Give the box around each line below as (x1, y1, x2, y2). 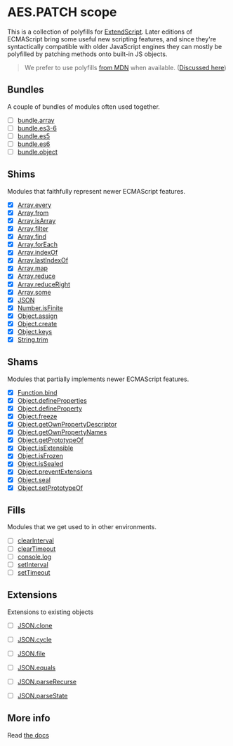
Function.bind (17, 388, 58, 397)
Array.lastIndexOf (17, 256, 69, 265)
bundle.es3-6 (17, 124, 58, 132)
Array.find (17, 232, 47, 241)
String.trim (17, 335, 48, 344)
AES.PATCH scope (7, 4, 117, 20)
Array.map (17, 264, 48, 272)
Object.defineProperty (17, 404, 83, 413)
